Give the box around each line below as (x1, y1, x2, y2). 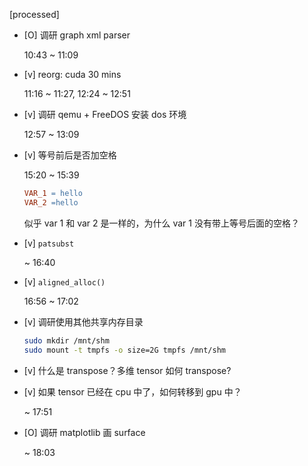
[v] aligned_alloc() (23, 275, 106, 288)
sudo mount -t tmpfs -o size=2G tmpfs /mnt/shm (23, 345, 226, 355)
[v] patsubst (23, 237, 75, 249)
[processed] (9, 9, 60, 20)
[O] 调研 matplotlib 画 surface (23, 426, 146, 438)
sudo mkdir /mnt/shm (23, 335, 110, 346)
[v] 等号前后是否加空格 (23, 149, 117, 161)
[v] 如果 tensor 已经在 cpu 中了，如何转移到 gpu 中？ (23, 385, 242, 398)
